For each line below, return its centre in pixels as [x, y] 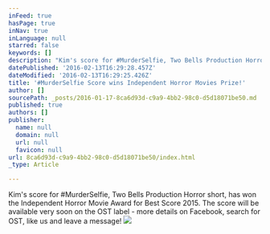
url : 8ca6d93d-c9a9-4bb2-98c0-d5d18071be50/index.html [102, 157]
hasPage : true [32, 23]
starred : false [34, 46]
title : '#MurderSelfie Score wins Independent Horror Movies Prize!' [127, 83]
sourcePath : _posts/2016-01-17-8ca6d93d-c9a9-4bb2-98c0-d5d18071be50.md [133, 98]
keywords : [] [30, 53]
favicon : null [39, 150]
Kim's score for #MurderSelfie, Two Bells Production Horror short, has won [133, 195]
